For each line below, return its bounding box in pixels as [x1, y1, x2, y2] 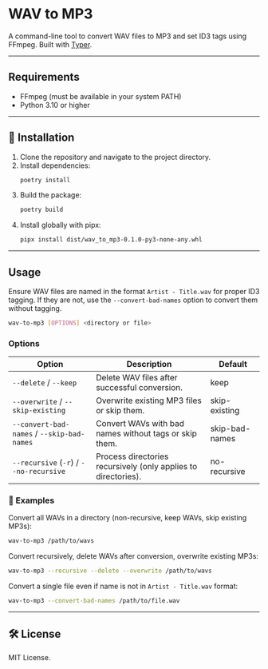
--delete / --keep [12, 377, 77, 388]
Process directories [95, 451, 169, 462]
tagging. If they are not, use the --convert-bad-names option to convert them [8, 295, 258, 305]
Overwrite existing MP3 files [95, 395, 202, 406]
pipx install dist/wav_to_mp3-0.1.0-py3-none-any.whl [19, 236, 203, 244]
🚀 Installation [8, 131, 75, 145]
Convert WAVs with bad [95, 418, 185, 429]
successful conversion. [95, 382, 183, 393]
